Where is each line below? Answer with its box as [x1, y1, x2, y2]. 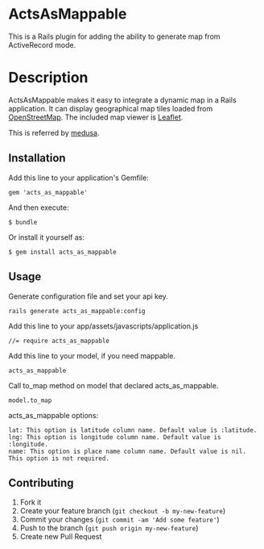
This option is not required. [8, 454, 110, 463]
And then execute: [8, 203, 69, 212]
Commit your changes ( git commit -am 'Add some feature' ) [19, 514, 220, 525]
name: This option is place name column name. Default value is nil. [8, 447, 247, 455]
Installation [8, 151, 66, 166]
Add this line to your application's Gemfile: [8, 173, 149, 182]
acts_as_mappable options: [8, 410, 99, 420]
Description [8, 69, 89, 87]
